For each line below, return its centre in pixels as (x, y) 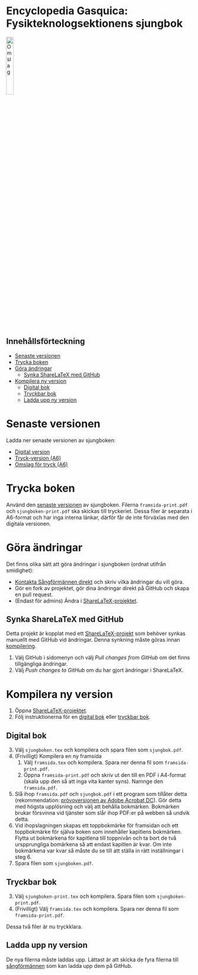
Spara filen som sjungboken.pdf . (54, 864)
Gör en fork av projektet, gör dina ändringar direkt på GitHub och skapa (102, 588)
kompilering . (21, 646)
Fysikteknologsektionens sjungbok (95, 23)
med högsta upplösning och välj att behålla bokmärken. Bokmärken (97, 807)
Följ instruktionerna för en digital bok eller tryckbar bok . (83, 717)
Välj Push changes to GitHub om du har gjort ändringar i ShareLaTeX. (99, 670)
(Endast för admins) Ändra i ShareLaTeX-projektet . (76, 601)
